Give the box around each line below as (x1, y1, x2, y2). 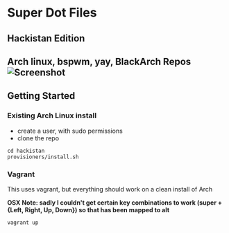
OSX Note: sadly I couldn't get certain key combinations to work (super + (7, 198, 222, 207)
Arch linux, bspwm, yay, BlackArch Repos (7, 55, 192, 67)
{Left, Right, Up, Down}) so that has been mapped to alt (7, 205, 170, 214)
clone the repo (17, 133, 60, 142)
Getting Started (7, 90, 76, 102)
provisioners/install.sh (7, 153, 79, 160)
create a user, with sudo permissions (17, 127, 123, 135)
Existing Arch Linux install (7, 111, 97, 120)
